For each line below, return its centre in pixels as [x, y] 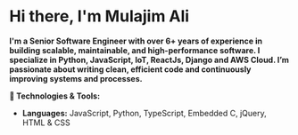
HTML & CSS [46, 123]
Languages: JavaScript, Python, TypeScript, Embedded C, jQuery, [145, 113]
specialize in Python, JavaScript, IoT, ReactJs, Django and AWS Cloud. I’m [149, 60]
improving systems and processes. [76, 78]
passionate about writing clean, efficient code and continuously [130, 69]
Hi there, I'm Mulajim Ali [99, 16]
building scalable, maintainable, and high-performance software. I [135, 50]
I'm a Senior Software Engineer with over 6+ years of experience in [136, 41]
